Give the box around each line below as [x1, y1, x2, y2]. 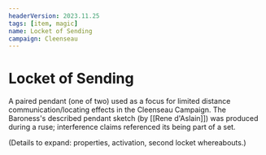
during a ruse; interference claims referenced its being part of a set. [8, 123, 236, 132]
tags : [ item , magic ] [8, 19, 79, 28]
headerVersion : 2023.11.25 [8, 11, 100, 20]
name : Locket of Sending [8, 27, 93, 35]
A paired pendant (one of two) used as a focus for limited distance [8, 97, 231, 106]
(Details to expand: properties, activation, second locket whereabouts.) [8, 138, 246, 148]
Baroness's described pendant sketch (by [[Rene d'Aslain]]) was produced [8, 114, 259, 123]
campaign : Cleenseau [8, 34, 79, 43]
